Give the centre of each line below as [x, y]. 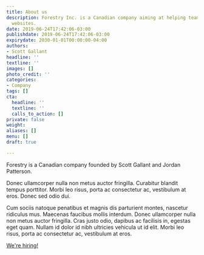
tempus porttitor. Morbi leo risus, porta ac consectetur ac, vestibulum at [96, 189]
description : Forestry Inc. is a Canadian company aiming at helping [96, 18]
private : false [25, 119]
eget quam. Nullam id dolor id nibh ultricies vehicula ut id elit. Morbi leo [95, 227]
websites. [24, 23]
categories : [21, 80]
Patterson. [19, 171]
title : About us [27, 12]
